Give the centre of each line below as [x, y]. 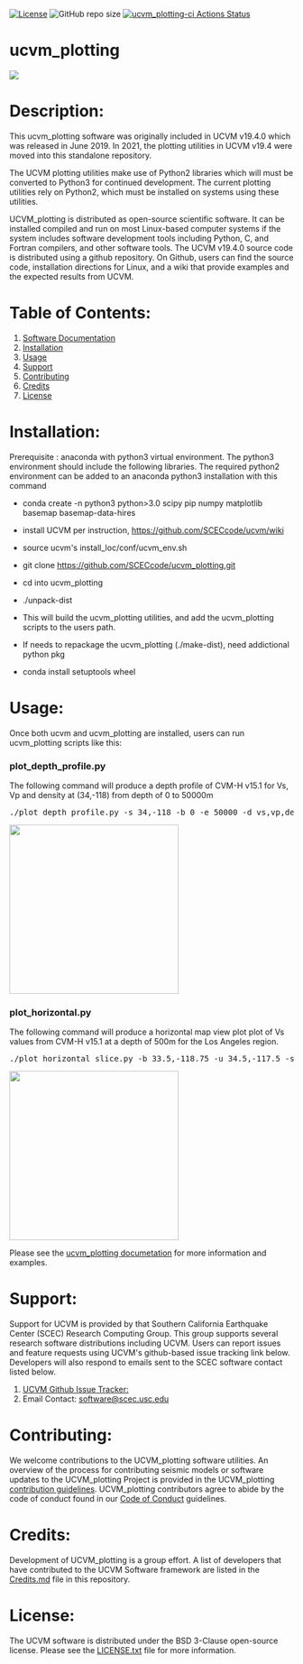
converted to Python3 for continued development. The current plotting [140, 182]
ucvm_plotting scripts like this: [66, 742]
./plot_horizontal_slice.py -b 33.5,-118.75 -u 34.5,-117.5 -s [152, 1059]
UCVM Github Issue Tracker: [75, 1390]
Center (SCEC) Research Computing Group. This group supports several [144, 1334]
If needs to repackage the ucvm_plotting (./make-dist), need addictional [156, 644]
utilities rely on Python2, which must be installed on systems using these [144, 192]
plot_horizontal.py [50, 1012]
